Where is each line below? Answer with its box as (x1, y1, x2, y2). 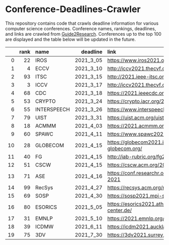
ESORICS (35, 203, 57, 210)
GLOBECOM (35, 142, 64, 149)
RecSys (35, 184, 53, 191)
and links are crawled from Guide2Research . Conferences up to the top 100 (5, 31, 162, 37)
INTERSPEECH (35, 106, 70, 113)
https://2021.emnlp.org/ (107, 215, 165, 222)
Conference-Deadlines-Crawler (5, 4, 141, 15)
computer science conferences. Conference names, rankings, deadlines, (5, 25, 156, 31)
